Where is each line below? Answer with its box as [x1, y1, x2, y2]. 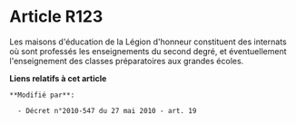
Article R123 [9, 6, 104, 27]
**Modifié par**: [9, 90, 75, 99]
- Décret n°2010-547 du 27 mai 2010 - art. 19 [17, 106, 197, 115]
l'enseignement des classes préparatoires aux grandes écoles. [9, 55, 244, 66]
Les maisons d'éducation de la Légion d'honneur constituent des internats [9, 36, 288, 47]
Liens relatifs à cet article [9, 72, 107, 83]
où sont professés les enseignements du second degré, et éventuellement [9, 45, 287, 56]
